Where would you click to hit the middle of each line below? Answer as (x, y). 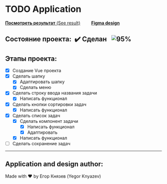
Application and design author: (54, 164)
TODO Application (43, 9)
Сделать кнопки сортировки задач (49, 104)
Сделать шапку (29, 76)
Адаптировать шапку (42, 82)
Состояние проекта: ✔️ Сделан (56, 39)
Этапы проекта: (31, 58)
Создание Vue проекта (37, 71)
